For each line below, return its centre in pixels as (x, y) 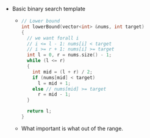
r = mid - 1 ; (54, 95)
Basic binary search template (49, 9)
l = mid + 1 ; (54, 83)
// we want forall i (53, 38)
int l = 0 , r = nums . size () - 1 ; (69, 55)
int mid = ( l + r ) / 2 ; (62, 72)
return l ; (39, 111)
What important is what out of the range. (72, 128)
